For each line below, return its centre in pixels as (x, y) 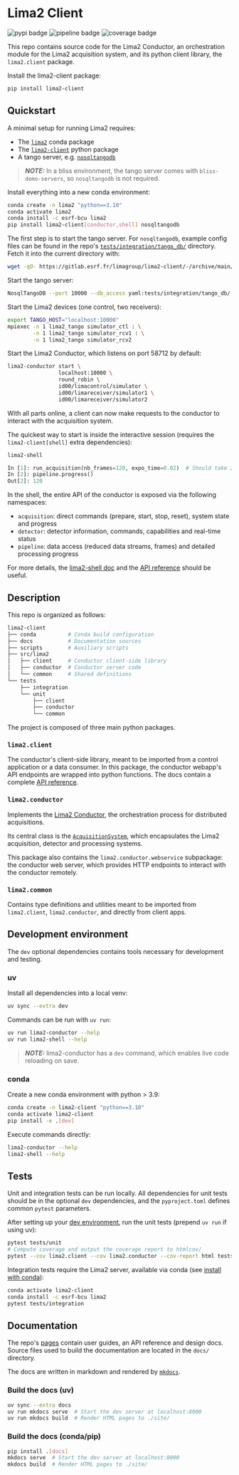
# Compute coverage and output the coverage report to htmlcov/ (105, 1250)
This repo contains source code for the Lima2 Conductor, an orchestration (116, 46)
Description (34, 598)
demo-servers (44, 179)
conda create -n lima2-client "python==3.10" (76, 1108)
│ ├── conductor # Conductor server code (74, 668)
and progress (37, 524)
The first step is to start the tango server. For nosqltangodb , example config (117, 238)
